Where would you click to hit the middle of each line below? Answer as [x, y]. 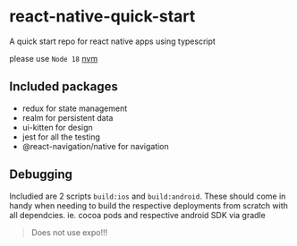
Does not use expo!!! [69, 232]
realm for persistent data [68, 117]
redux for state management [75, 108]
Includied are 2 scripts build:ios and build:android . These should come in [148, 196]
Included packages [64, 87]
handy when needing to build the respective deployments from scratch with [149, 205]
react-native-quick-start [102, 17]
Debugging [41, 175]
